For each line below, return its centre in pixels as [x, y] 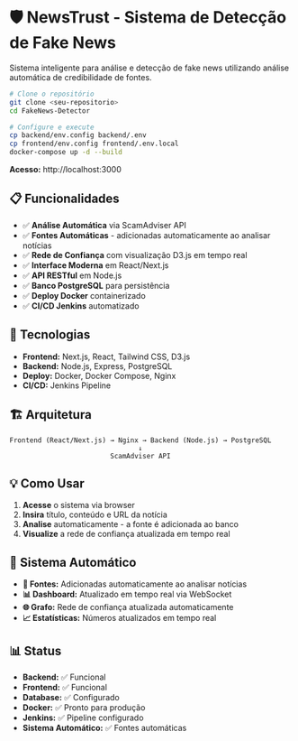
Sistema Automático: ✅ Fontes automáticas [104, 727]
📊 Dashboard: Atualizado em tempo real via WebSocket [127, 594]
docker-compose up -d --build [66, 153]
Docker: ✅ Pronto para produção [84, 707]
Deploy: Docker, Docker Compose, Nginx [99, 375]
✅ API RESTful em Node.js [72, 275]
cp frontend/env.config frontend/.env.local [94, 144]
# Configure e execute [52, 127]
